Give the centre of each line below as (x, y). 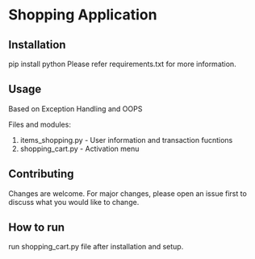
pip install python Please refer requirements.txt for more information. (122, 64)
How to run (37, 228)
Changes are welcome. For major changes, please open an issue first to (128, 193)
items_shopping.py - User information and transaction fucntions (126, 140)
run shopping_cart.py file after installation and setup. (96, 247)
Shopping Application (83, 15)
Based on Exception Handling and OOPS (75, 109)
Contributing (41, 174)
